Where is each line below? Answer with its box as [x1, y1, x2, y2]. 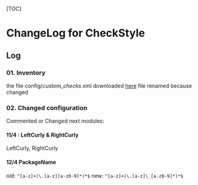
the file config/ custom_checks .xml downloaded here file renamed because [6, 82, 192, 89]
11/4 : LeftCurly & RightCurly [6, 131, 79, 138]
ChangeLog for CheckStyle [6, 27, 145, 40]
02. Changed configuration [6, 103, 88, 112]
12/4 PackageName [6, 158, 56, 166]
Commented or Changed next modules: [6, 117, 104, 125]
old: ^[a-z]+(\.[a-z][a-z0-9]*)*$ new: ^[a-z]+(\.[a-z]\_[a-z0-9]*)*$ [6, 172, 184, 179]
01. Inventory [6, 68, 46, 77]
